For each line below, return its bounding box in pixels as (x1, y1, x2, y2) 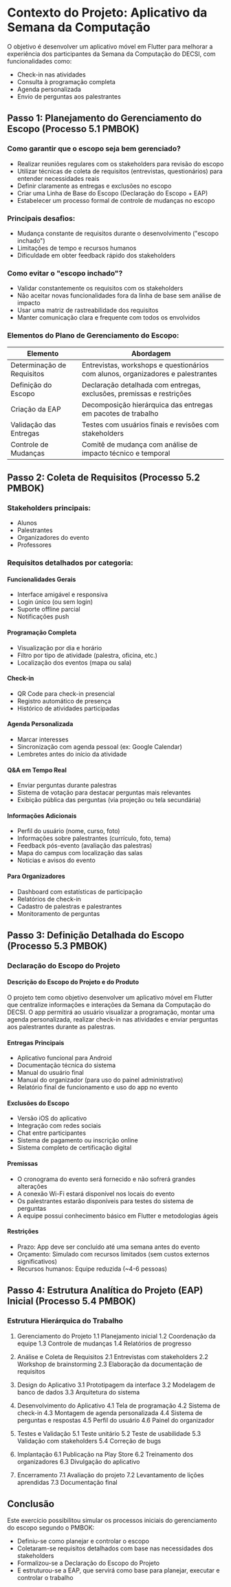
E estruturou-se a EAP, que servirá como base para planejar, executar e (16, 1566, 220, 1575)
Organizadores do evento (16, 534, 89, 542)
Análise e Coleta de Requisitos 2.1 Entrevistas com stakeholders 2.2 (16, 1352, 208, 1361)
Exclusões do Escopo (7, 1099, 70, 1107)
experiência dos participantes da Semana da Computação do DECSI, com (7, 50, 216, 58)
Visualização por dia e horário (16, 643, 102, 652)
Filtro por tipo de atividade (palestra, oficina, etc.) (16, 651, 158, 659)
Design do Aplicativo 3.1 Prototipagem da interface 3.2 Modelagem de (16, 1381, 215, 1389)
